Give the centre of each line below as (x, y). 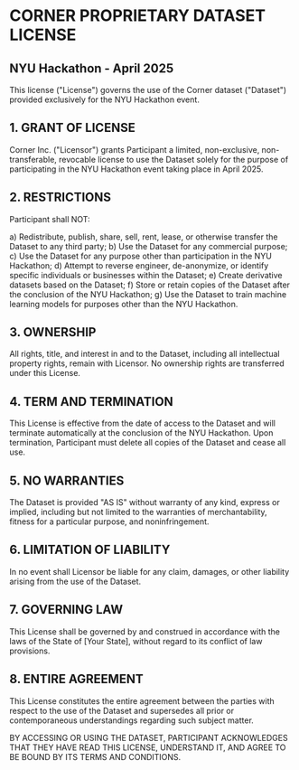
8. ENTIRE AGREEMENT (76, 679)
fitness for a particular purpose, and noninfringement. (109, 521)
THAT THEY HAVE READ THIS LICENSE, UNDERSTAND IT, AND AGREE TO (148, 747)
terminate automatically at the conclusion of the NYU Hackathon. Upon (141, 433)
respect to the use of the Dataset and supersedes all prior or (122, 710)
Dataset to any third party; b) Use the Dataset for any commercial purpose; (149, 246)
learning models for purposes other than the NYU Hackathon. (124, 304)
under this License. (45, 373)
